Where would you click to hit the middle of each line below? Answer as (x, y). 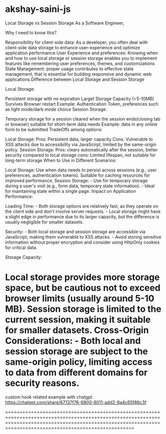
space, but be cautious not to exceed (83, 288)
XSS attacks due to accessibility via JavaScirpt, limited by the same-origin (81, 144)
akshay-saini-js (38, 9)
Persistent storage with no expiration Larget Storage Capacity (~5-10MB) (80, 99)
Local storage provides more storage (83, 277)
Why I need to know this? (31, 32)
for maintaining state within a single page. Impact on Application (71, 191)
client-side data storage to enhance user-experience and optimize (73, 47)
